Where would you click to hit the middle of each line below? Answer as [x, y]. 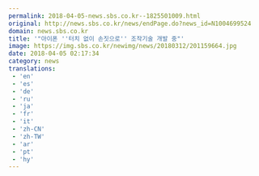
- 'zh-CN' [28, 129]
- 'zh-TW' [28, 136]
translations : [32, 69]
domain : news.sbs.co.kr [49, 31]
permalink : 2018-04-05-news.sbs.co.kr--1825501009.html [104, 16]
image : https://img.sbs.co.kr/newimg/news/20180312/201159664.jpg [123, 46]
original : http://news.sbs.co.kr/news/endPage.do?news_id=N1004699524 [130, 24]
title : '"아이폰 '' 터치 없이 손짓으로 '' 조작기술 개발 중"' [96, 39]
